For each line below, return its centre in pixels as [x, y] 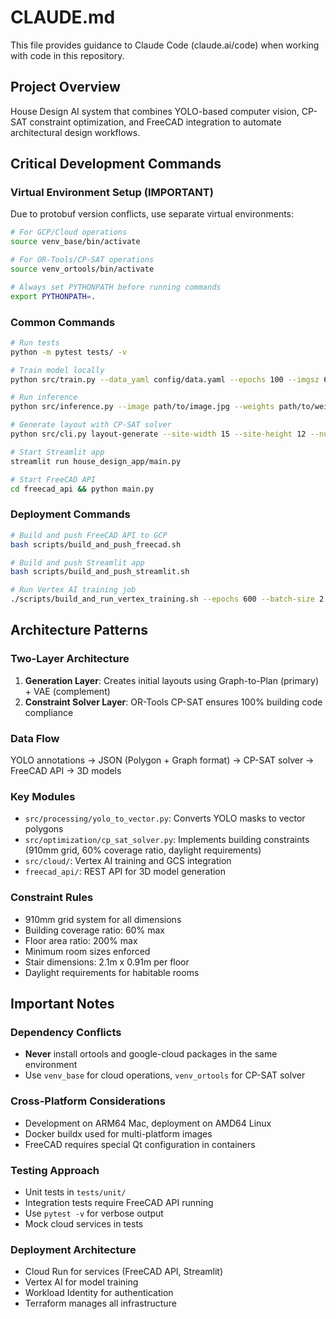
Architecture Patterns [79, 630]
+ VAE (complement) [67, 691]
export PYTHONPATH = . [53, 296]
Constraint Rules [52, 898]
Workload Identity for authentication [99, 1293]
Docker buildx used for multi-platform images [118, 1133]
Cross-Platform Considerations [88, 1101]
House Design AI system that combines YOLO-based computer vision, [155, 111]
